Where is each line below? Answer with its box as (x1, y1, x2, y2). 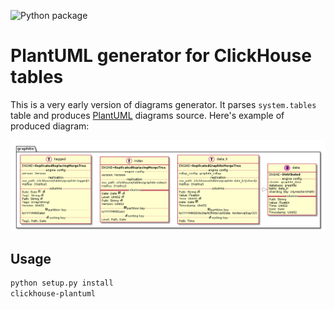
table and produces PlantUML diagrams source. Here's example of (10, 109, 285, 121)
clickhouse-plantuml (10, 288, 97, 299)
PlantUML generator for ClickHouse (10, 45, 312, 67)
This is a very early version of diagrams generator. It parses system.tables (10, 98, 317, 110)
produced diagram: (10, 120, 90, 132)
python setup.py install (10, 278, 114, 288)
